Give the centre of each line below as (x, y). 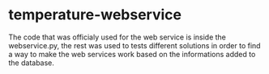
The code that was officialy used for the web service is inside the (117, 37)
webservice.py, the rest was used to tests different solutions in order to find (134, 45)
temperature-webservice (95, 15)
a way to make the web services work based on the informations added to (132, 54)
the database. (32, 63)
